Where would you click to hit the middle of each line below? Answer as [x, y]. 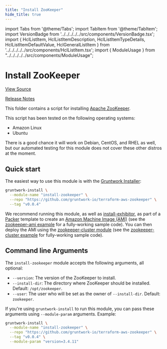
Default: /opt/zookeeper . [37, 288]
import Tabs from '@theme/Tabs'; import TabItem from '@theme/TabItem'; [82, 28]
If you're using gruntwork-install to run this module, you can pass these [80, 309]
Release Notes [20, 99]
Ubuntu [20, 133]
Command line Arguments [47, 251]
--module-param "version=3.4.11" [44, 342]
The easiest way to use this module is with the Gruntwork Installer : [73, 181]
